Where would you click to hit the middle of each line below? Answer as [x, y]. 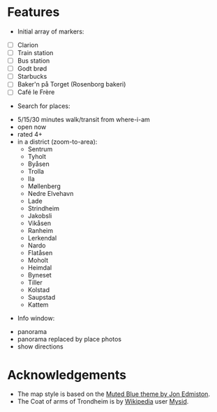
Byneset [40, 275]
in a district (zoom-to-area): [57, 142]
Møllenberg [44, 186]
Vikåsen [39, 223]
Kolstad [39, 290]
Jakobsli [40, 216]
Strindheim [43, 208]
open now [32, 127]
